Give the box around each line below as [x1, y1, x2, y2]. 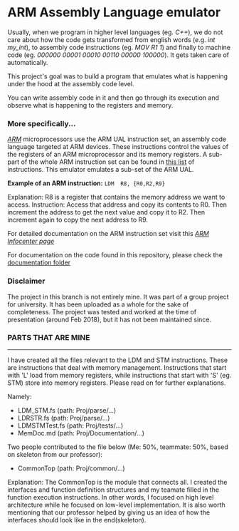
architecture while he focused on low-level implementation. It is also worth [7, 500, 225, 509]
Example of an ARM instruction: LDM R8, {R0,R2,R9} [7, 179, 166, 187]
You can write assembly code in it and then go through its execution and [7, 93, 219, 102]
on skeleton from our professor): [7, 450, 103, 458]
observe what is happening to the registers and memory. [7, 100, 174, 109]
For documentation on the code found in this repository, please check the [7, 251, 223, 259]
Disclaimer [7, 276, 46, 286]
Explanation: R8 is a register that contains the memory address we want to [7, 193, 225, 202]
